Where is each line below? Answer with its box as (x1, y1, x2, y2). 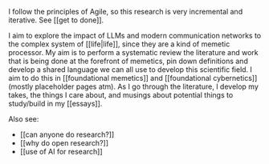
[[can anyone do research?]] (19, 130, 115, 139)
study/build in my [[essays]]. (8, 99, 103, 108)
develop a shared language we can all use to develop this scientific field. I (8, 65, 253, 74)
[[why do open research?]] (19, 138, 109, 147)
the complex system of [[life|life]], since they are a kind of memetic (8, 39, 230, 49)
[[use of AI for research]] (19, 147, 103, 156)
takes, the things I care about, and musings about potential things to (8, 90, 234, 99)
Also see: (8, 114, 39, 123)
